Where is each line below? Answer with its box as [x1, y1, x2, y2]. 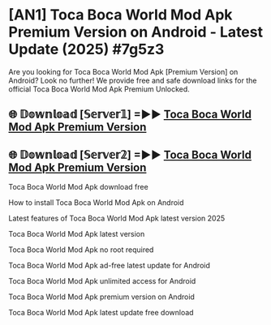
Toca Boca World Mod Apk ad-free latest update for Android [8, 261, 211, 271]
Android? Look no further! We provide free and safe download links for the [8, 75, 257, 85]
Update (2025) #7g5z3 [8, 41, 165, 58]
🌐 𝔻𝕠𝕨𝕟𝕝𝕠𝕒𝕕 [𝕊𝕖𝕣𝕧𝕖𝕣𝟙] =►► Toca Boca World [8, 108, 252, 122]
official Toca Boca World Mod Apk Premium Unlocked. [8, 83, 191, 94]
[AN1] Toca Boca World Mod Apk [8, 6, 233, 24]
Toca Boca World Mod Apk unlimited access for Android [8, 276, 196, 286]
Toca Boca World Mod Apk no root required [8, 245, 154, 254]
